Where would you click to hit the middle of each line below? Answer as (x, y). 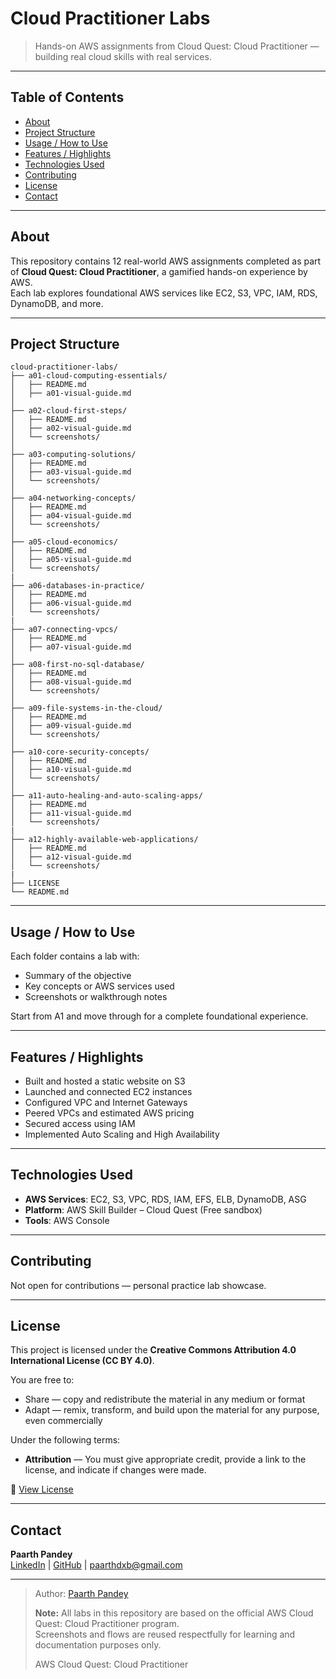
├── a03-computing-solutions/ (73, 455)
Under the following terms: (65, 1440)
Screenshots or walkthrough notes (96, 997)
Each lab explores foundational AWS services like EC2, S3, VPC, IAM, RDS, (164, 293)
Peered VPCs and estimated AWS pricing (109, 1113)
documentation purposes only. (98, 1645)
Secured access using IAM (80, 1123)
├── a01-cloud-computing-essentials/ (89, 376)
